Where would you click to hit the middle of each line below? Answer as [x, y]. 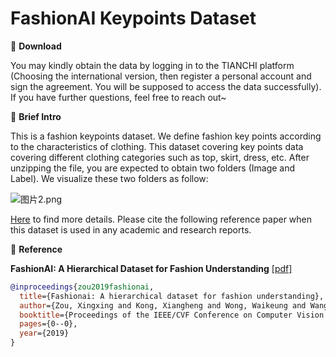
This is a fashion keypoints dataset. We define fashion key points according [166, 136]
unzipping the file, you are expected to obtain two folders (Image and [153, 168]
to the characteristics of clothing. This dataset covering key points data [157, 146]
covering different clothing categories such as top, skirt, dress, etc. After [160, 157]
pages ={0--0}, [48, 324]
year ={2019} [44, 333]
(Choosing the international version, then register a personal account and [161, 76]
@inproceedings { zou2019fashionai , [82, 287]
